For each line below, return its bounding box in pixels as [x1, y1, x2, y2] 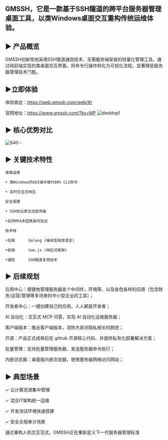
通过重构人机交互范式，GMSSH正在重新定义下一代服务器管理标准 [5, 429, 140, 435]
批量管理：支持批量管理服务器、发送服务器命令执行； [5, 346, 115, 352]
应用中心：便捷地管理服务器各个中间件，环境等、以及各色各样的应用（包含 [5, 286, 158, 292]
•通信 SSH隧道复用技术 [5, 257, 57, 262]
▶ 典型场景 [5, 372, 39, 381]
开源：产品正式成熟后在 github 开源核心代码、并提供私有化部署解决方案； [5, 335, 156, 341]
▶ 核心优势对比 [5, 126, 52, 134]
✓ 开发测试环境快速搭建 [5, 408, 54, 414]
